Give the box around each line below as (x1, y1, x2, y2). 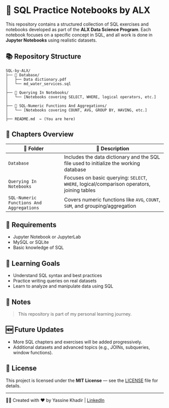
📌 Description (96, 145, 129, 152)
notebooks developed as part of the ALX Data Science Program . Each (6, 26, 151, 32)
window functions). (13, 349, 53, 355)
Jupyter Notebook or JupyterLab (13, 234, 81, 240)
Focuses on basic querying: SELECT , (64, 174, 147, 181)
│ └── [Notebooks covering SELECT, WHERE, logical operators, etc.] (6, 94, 156, 99)
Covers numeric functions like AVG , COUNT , (64, 196, 160, 203)
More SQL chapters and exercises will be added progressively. (13, 339, 142, 345)
